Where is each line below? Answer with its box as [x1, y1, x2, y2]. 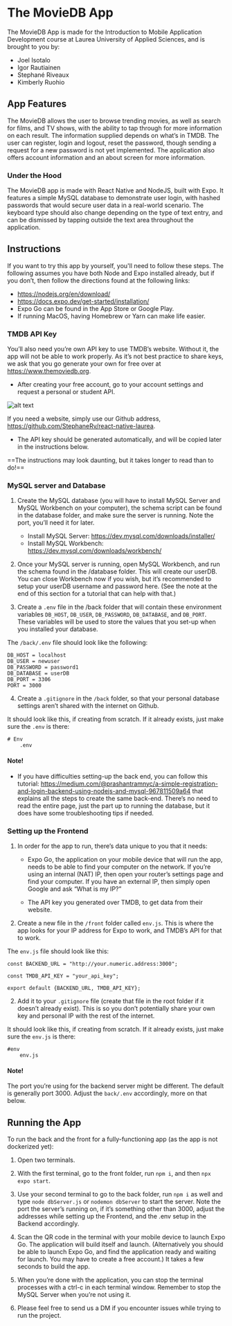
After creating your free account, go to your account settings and [17, 380, 204, 389]
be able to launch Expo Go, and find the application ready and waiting [17, 1247, 217, 1255]
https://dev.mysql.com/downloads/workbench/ [27, 547, 162, 555]
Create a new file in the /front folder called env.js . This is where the [17, 919, 214, 927]
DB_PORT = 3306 [7, 676, 51, 683]
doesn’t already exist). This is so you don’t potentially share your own [17, 1004, 215, 1012]
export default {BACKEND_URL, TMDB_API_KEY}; [7, 984, 141, 991]
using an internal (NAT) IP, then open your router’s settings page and [27, 869, 224, 878]
